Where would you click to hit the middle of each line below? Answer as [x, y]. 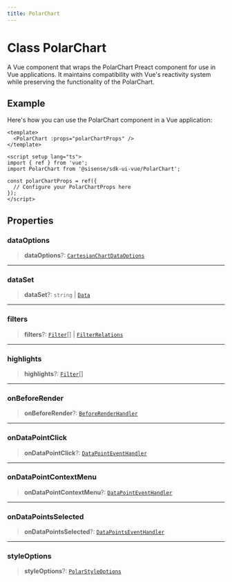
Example [26, 103]
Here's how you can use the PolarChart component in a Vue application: [110, 120]
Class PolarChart [57, 47]
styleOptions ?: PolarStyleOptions [73, 571]
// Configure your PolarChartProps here [72, 188]
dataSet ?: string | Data [57, 295]
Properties [30, 220]
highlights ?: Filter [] [54, 374]
